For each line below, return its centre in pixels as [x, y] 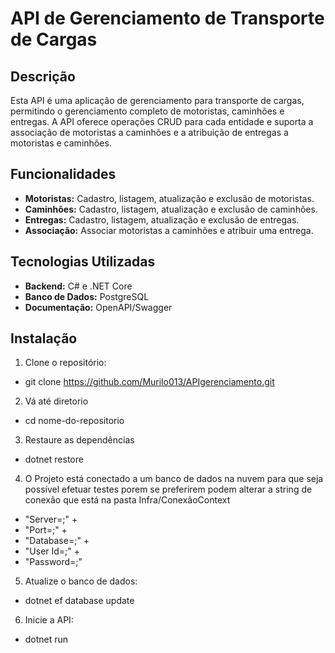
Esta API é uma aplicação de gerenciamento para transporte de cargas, [157, 100]
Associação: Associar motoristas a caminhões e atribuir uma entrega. [169, 230]
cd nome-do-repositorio [74, 421]
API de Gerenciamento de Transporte [167, 18]
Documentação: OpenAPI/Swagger [98, 307]
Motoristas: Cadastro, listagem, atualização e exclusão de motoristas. [169, 198]
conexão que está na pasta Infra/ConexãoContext [127, 500]
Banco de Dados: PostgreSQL [87, 296]
